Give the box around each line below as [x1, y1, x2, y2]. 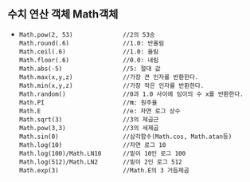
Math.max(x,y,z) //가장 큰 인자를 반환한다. [18, 73, 199, 81]
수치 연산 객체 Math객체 [7, 7, 119, 22]
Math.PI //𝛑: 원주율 [18, 98, 158, 106]
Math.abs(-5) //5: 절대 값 [18, 65, 161, 73]
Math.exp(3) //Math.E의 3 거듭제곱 [18, 166, 189, 174]
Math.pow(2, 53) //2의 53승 [18, 30, 156, 38]
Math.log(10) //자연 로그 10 [18, 140, 166, 149]
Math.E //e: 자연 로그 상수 [18, 107, 181, 115]
